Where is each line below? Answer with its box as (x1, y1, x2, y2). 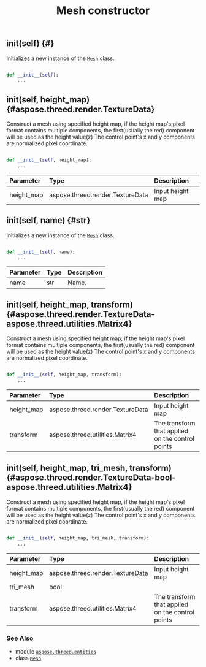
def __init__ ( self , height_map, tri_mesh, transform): (6, 535, 150, 541)
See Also (6, 634, 34, 642)
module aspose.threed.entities (15, 647, 97, 655)
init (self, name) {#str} (6, 215, 91, 226)
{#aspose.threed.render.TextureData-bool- (6, 473, 176, 483)
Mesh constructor (56, 4, 150, 18)
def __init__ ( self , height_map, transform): (6, 372, 122, 378)
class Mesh (15, 654, 42, 661)
